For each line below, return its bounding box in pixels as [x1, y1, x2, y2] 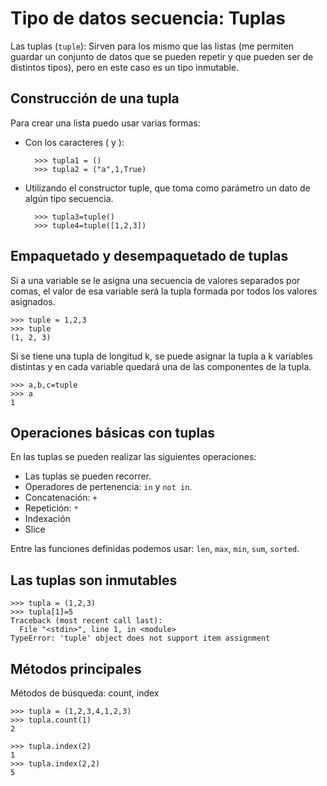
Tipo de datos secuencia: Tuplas [10, 7, 286, 30]
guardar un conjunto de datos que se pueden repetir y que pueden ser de [10, 50, 314, 62]
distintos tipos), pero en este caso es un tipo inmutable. [10, 61, 240, 73]
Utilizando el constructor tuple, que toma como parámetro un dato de [24, 182, 311, 194]
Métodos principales [10, 660, 142, 677]
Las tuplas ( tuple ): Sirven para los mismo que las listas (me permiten [10, 40, 295, 52]
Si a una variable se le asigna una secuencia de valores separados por [10, 274, 301, 286]
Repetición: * [24, 502, 79, 514]
